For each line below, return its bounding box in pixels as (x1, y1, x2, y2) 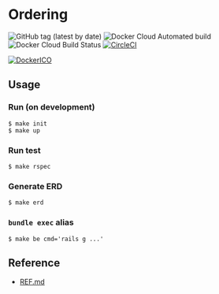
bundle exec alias (8, 217, 75, 228)
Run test (8, 144, 41, 155)
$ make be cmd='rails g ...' (8, 235, 104, 243)
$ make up (8, 126, 41, 135)
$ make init (8, 120, 47, 128)
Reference (8, 256, 61, 270)
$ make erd (8, 199, 44, 207)
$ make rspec (8, 162, 51, 170)
